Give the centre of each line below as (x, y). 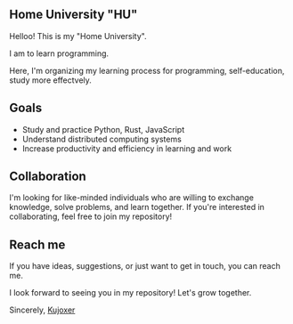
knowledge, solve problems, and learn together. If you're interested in (137, 207)
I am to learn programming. (59, 53)
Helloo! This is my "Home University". (78, 36)
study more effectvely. (50, 80)
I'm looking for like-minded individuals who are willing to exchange (131, 198)
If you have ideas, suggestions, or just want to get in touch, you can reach (145, 266)
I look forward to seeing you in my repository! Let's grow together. (130, 293)
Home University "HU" (73, 15)
